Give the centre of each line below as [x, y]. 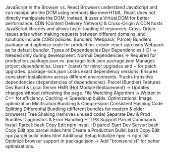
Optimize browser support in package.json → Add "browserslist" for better [83, 141]
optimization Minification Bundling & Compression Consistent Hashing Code [84, 103]
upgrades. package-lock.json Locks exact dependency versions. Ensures [81, 71]
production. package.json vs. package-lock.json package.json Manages [80, 61]
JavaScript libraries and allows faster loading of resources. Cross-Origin [80, 29]
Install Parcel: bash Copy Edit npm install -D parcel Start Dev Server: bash [82, 125]
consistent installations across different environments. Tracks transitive [79, 77]
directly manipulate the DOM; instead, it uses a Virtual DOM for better [77, 18]
